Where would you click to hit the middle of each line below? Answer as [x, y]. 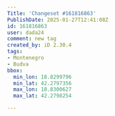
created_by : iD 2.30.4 [39, 45]
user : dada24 [26, 32]
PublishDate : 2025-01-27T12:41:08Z [58, 20]
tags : [15, 52]
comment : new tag [32, 39]
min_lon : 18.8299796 [42, 77]
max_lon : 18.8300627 [42, 89]
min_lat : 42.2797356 [42, 83]
